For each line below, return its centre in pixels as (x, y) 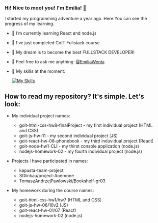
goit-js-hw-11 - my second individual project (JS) (68, 136)
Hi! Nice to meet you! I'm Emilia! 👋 (46, 8)
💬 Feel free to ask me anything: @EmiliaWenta (58, 62)
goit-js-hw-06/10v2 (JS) (43, 205)
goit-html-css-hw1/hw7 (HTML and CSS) (60, 200)
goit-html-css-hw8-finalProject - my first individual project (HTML (86, 125)
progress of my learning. (29, 24)
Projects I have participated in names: (50, 161)
